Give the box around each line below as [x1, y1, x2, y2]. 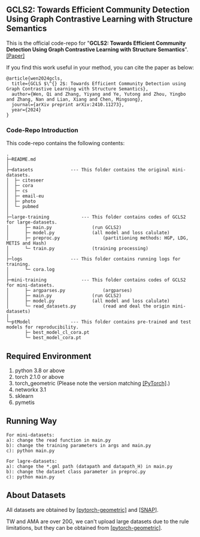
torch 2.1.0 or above [14, 373, 64, 380]
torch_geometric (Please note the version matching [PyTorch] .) [14, 379, 171, 387]
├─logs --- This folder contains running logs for [6, 256, 181, 263]
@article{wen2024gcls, [6, 75, 63, 82]
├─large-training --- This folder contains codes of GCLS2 [6, 214, 186, 221]
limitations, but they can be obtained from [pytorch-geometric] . [6, 524, 163, 531]
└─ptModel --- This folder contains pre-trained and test [6, 319, 192, 325]
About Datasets [6, 490, 66, 500]
